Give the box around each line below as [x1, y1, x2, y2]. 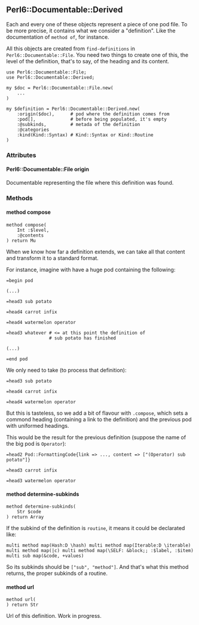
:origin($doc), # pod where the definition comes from [17, 111, 170, 117]
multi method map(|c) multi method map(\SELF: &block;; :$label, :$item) [6, 548, 194, 554]
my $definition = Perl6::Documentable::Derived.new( [6, 106, 140, 112]
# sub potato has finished [48, 335, 117, 341]
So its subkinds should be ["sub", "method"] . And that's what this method [6, 563, 189, 571]
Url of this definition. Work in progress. [6, 612, 102, 620]
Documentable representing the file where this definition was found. [6, 179, 174, 186]
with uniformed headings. [6, 422, 69, 430]
